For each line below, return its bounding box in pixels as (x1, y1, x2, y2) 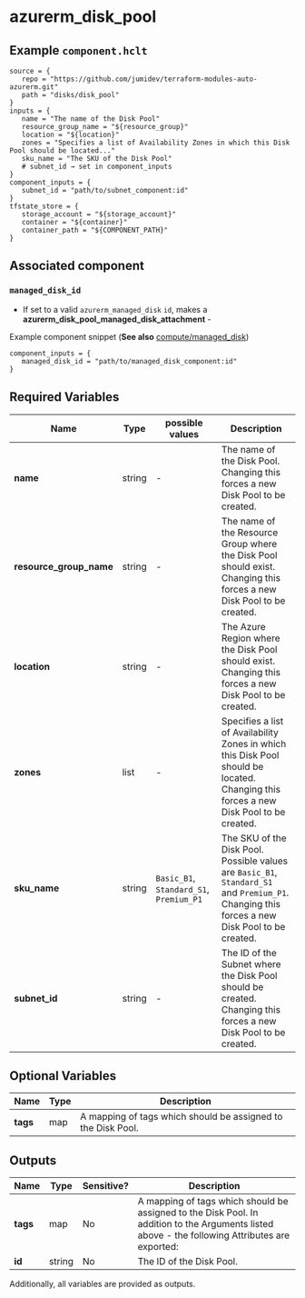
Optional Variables (9, 1068, 116, 1083)
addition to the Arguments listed (137, 1218, 274, 1231)
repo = (21, 75, 47, 84)
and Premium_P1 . (221, 886, 290, 899)
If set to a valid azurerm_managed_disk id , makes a (22, 304, 208, 315)
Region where (221, 632, 280, 644)
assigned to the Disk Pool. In (137, 1206, 259, 1219)
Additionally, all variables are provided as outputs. (9, 1279, 196, 1290)
